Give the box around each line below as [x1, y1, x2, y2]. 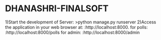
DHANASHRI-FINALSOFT [5, 3, 108, 14]
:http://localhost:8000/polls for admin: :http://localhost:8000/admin [5, 29, 140, 35]
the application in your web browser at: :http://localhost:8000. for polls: [5, 24, 148, 30]
